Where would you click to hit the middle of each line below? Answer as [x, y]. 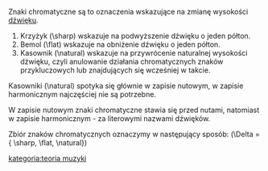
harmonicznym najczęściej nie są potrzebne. [82, 94]
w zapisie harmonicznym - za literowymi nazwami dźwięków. [109, 119]
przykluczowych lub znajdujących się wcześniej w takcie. [115, 70]
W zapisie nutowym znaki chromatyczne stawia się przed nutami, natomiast [134, 110]
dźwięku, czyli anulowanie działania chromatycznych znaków [122, 61]
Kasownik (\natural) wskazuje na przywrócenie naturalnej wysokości [134, 53]
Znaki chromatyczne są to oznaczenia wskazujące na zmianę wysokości [128, 12]
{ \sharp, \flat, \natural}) [48, 143]
